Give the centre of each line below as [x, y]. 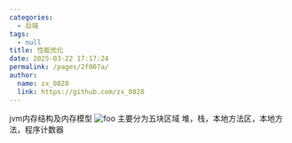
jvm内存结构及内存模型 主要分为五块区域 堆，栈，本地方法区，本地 [142, 118]
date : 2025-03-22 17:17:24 [59, 59]
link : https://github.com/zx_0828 [81, 91]
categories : [31, 17]
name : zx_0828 [43, 83]
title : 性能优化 [36, 51]
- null [29, 42]
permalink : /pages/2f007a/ [59, 68]
